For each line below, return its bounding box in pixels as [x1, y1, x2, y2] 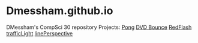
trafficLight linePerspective [6, 29, 73, 37]
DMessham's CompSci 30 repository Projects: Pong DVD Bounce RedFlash [6, 24, 192, 31]
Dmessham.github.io [6, 4, 113, 18]
